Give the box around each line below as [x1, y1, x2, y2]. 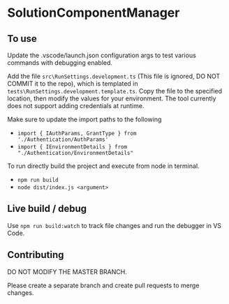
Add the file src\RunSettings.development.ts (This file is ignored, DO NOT [7, 72, 221, 80]
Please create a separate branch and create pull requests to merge [7, 281, 200, 289]
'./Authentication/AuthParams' [17, 136, 109, 143]
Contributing [7, 249, 64, 261]
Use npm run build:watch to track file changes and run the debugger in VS [7, 221, 222, 229]
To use [7, 33, 37, 45]
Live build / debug [7, 203, 87, 215]
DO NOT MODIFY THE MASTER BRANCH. [7, 267, 127, 276]
